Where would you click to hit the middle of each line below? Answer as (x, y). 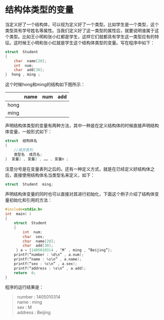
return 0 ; (25, 273)
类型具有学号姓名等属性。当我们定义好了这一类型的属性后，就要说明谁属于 (80, 30)
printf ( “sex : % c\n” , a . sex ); (46, 264)
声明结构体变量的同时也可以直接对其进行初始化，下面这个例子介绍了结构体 (80, 194)
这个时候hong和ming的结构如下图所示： (45, 85)
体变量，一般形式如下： (29, 132)
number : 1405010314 (39, 297)
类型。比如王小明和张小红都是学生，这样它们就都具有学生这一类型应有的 (82, 37)
